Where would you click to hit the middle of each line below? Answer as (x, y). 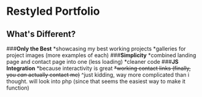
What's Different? (41, 34)
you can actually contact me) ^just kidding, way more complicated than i (98, 75)
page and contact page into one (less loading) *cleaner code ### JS (93, 62)
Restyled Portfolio (53, 11)
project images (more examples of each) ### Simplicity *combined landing (101, 55)
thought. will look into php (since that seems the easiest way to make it (96, 81)
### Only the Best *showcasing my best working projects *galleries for (96, 49)
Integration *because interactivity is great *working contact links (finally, (99, 68)
